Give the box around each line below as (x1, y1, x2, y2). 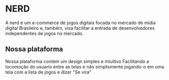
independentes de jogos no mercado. (5, 30, 84, 36)
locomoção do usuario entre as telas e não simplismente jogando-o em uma (5, 63, 164, 69)
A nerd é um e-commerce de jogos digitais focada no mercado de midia (5, 20, 156, 26)
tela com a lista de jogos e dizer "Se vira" (5, 69, 92, 75)
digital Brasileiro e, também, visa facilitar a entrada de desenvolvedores (5, 25, 155, 31)
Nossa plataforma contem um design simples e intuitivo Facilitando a (5, 58, 149, 64)
